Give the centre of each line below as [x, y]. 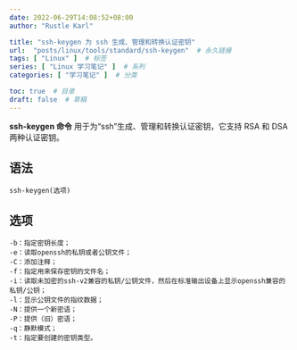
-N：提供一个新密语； [43, 310]
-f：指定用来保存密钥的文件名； [60, 272]
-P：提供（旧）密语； [43, 319]
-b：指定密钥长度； [40, 243]
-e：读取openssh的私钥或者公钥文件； [70, 253]
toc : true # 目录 [42, 91]
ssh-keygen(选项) [40, 191]
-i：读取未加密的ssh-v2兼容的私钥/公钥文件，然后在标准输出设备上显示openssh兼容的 [148, 281]
